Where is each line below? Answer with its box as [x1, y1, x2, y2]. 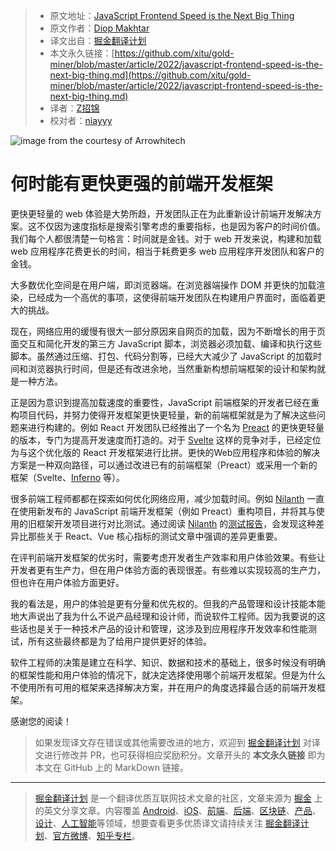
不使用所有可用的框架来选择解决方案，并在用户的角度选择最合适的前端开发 [10, 681, 317, 693]
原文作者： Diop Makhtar [49, 22, 150, 34]
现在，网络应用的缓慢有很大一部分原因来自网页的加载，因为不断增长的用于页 [10, 325, 326, 337]
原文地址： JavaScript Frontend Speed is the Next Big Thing [49, 10, 295, 21]
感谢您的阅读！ [10, 715, 72, 727]
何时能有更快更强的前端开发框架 [10, 173, 274, 196]
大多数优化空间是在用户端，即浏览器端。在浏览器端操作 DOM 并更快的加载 [10, 279, 317, 291]
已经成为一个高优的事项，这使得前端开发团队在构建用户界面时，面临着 [27, 291, 317, 303]
